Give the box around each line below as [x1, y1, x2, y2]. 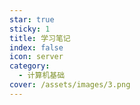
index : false [9, 42, 64, 53]
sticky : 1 [9, 24, 51, 34]
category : [9, 61, 51, 71]
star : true [9, 14, 55, 25]
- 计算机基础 [18, 71, 66, 81]
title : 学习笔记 [9, 33, 71, 43]
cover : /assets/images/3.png [9, 80, 131, 90]
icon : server [9, 52, 64, 62]
